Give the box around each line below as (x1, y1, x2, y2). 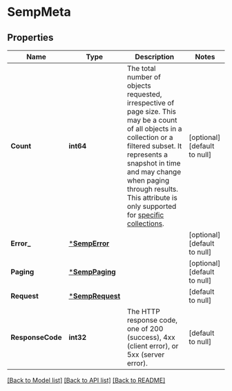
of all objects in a (126, 124, 182, 133)
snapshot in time (126, 159, 181, 168)
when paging (126, 176, 170, 185)
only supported (126, 201, 177, 211)
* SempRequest (68, 291, 121, 301)
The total (126, 63, 156, 73)
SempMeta (7, 4, 71, 20)
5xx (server (126, 350, 165, 359)
